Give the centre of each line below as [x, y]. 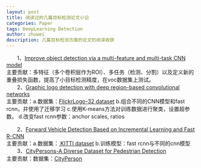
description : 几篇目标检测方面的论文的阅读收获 [60, 40]
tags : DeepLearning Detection [45, 29]
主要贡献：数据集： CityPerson [44, 159]
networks [18, 94]
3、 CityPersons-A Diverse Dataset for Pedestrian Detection [92, 151]
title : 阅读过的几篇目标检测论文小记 [48, 18]
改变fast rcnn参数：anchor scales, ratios [74, 116]
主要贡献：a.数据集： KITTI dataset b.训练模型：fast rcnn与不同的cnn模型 [98, 143]
